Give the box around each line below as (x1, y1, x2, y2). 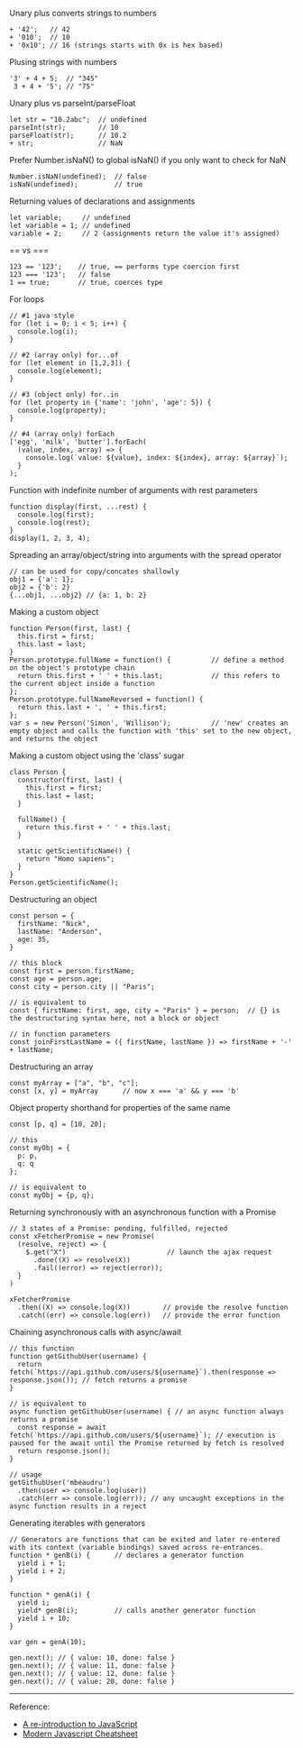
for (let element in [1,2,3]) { (9, 359, 131, 368)
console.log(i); (17, 327, 78, 336)
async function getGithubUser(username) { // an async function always (9, 1407, 284, 1416)
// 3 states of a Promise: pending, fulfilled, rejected (9, 1224, 228, 1233)
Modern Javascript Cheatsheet (22, 1728, 138, 1739)
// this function (9, 1344, 75, 1353)
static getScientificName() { (17, 847, 131, 856)
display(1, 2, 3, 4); (9, 534, 91, 543)
